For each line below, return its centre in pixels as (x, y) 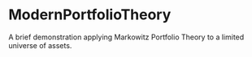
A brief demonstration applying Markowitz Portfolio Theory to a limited (126, 37)
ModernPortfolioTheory (90, 15)
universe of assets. (40, 45)
